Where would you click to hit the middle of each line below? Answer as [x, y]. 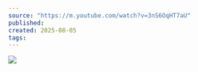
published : [26, 23]
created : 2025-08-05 [43, 30]
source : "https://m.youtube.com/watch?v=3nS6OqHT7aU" [100, 15]
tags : [17, 38]
